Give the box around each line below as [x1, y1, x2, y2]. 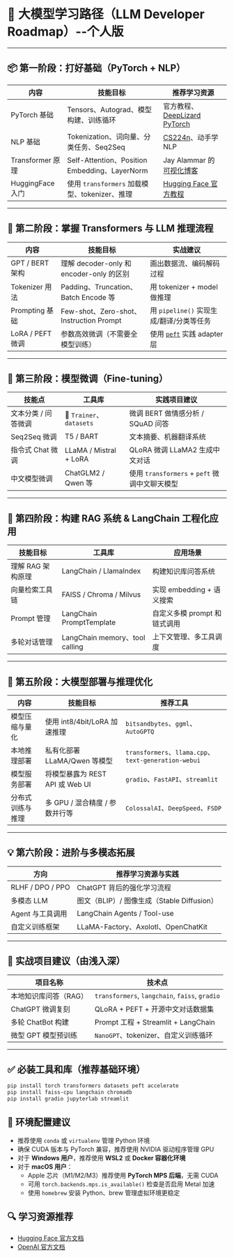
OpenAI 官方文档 [17, 1242, 65, 1251]
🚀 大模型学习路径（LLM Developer [7, 6, 205, 22]
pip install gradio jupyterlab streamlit [7, 1096, 130, 1103]
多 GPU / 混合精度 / [45, 798, 108, 807]
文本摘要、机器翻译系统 [129, 432, 207, 442]
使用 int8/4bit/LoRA [45, 717, 109, 726]
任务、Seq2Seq [74, 142, 125, 152]
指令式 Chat [10, 445, 49, 455]
